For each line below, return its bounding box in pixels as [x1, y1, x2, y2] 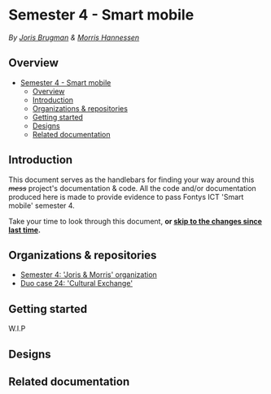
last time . [8, 225, 41, 235]
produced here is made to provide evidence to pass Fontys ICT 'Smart [8, 192, 244, 201]
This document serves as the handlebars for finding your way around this [8, 175, 255, 184]
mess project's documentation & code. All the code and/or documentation [8, 183, 256, 193]
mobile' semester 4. [8, 201, 75, 210]
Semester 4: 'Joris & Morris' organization [20, 270, 157, 279]
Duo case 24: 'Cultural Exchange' [20, 279, 133, 288]
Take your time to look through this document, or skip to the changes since [8, 216, 263, 226]
